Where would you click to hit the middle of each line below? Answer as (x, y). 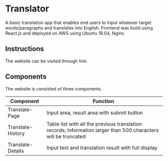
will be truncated (66, 136)
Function (103, 101)
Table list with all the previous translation (94, 124)
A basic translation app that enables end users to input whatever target (78, 22)
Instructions (24, 49)
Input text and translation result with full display (102, 147)
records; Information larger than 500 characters (103, 130)
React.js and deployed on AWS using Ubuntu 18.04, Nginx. (65, 33)
